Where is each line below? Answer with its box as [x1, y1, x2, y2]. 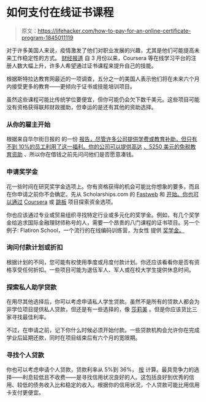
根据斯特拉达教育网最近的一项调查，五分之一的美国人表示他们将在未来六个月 [6, 75, 200, 82]
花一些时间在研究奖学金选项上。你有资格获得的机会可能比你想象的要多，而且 [6, 182, 200, 190]
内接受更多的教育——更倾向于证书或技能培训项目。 [6, 82, 135, 90]
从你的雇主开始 [6, 120, 51, 129]
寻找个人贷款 [6, 351, 45, 360]
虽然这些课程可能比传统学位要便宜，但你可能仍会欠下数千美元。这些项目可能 [6, 96, 200, 103]
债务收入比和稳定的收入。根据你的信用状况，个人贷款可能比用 [32, 381, 189, 388]
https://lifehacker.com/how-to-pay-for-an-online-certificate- [37, 27, 191, 34]
